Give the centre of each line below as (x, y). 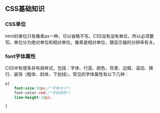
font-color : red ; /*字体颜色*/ (43, 93)
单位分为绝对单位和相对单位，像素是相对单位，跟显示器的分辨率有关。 (85, 42)
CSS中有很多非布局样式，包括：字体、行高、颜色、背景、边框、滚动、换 (79, 68)
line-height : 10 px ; (33, 97)
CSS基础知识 (25, 9)
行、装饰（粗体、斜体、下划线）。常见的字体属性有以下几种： (67, 74)
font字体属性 (20, 56)
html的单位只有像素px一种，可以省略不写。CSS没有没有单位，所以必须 (78, 36)
